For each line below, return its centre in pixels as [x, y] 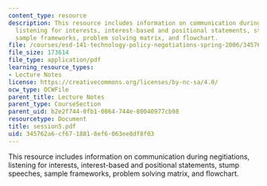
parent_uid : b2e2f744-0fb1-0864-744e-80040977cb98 [94, 112]
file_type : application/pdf [55, 60]
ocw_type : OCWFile [39, 89]
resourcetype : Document [48, 119]
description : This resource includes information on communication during [135, 23]
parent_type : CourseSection [55, 104]
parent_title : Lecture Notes [56, 97]
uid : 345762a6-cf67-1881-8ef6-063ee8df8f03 [81, 134]
